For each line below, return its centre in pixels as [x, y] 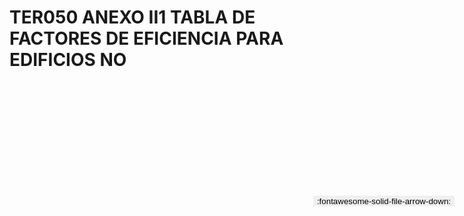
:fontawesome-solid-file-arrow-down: [383, 201]
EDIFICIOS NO [68, 60]
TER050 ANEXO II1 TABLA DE [132, 17]
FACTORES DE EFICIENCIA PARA [146, 38]
